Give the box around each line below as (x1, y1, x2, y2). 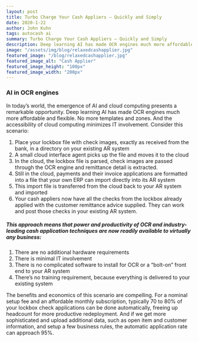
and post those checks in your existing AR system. (14, 207, 137, 214)
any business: (6, 234, 42, 241)
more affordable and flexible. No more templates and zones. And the (6, 115, 173, 122)
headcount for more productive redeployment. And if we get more (6, 310, 166, 317)
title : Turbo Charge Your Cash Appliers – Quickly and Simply (6, 14, 162, 20)
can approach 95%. (6, 329, 54, 336)
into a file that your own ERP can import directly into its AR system (14, 176, 176, 183)
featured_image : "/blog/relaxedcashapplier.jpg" (6, 53, 128, 58)
